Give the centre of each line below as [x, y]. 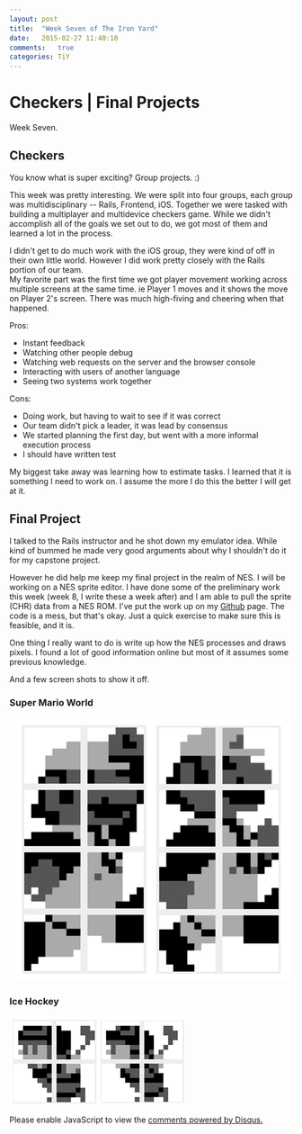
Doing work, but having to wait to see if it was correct [121, 416]
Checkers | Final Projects [105, 103]
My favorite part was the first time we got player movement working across [148, 279]
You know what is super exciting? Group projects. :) [105, 177]
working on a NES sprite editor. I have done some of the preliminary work [145, 587]
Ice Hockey [35, 1001]
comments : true [42, 48]
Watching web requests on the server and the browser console [139, 362]
